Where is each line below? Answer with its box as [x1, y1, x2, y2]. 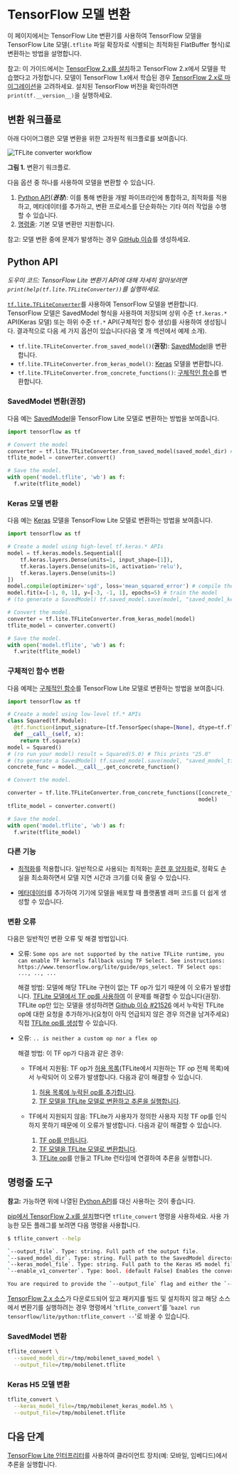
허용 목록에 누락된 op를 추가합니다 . [38, 1088, 137, 1097]
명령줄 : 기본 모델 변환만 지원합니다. [17, 220, 115, 228]
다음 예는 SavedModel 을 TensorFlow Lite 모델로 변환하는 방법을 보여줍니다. [7, 414, 220, 422]
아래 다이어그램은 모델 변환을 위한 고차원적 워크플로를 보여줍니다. [7, 134, 188, 142]
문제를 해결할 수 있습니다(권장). [134, 992, 221, 1001]
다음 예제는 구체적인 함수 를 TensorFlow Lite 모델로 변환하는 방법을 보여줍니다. [7, 683, 225, 692]
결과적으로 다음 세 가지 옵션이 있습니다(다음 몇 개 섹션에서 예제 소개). [16, 326, 207, 335]
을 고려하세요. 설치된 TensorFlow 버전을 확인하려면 [36, 82, 179, 90]
